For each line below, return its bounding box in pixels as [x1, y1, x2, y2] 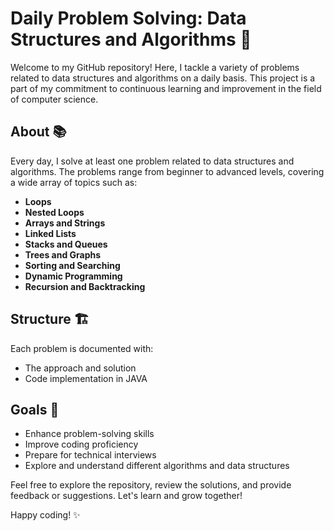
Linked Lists [24, 227, 77, 239]
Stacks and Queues [24, 238, 108, 250]
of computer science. [10, 93, 99, 105]
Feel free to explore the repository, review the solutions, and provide [10, 479, 292, 491]
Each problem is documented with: [10, 342, 154, 354]
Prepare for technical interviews [24, 449, 157, 461]
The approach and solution [24, 362, 137, 374]
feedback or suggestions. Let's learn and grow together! [10, 490, 243, 502]
